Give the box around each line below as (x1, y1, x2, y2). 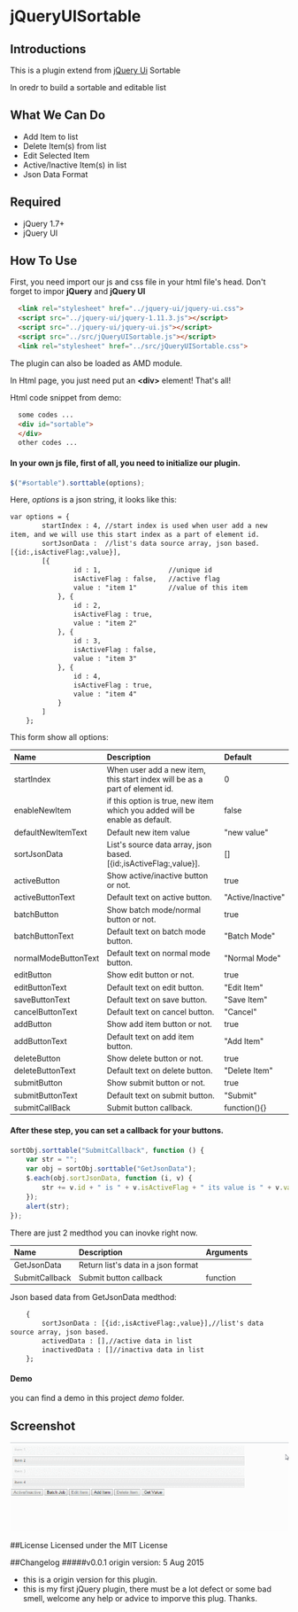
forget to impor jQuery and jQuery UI (10, 286, 146, 297)
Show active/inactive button (106, 870, 209, 881)
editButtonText (13, 982, 67, 993)
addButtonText (13, 1036, 67, 1047)
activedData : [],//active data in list (42, 1336, 193, 1346)
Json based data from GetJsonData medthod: (10, 1292, 178, 1303)
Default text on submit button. (106, 1090, 215, 1101)
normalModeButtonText (13, 953, 100, 963)
